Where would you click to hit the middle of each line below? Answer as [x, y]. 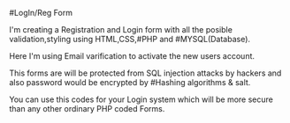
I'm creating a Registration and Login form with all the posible [121, 29]
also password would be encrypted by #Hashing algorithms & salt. [130, 82]
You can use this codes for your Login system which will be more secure [141, 99]
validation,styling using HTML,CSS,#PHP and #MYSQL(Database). [130, 39]
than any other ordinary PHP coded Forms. [87, 109]
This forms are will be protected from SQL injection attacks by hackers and [145, 73]
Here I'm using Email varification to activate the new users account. [132, 56]
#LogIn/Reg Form [41, 13]
